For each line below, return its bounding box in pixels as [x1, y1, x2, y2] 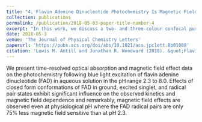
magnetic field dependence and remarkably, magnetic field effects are [6, 96, 181, 103]
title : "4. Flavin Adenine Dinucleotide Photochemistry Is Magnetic [6, 8, 182, 15]
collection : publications [6, 14, 71, 20]
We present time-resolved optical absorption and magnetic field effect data [6, 64, 193, 72]
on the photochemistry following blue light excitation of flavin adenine [6, 70, 179, 78]
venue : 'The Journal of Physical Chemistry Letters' [6, 37, 141, 43]
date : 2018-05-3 [6, 31, 47, 37]
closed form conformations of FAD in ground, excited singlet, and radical [6, 84, 186, 91]
